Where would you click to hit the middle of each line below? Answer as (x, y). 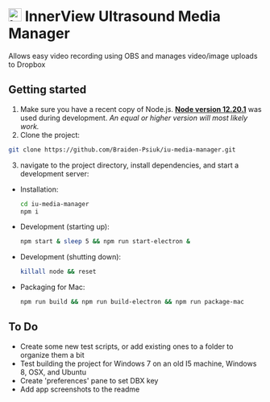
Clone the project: (50, 135)
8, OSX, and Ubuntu (53, 372)
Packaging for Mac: (52, 287)
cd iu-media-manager (54, 204)
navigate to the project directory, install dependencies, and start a (129, 165)
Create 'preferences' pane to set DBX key (89, 380)
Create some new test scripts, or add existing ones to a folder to (127, 346)
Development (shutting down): (71, 257)
